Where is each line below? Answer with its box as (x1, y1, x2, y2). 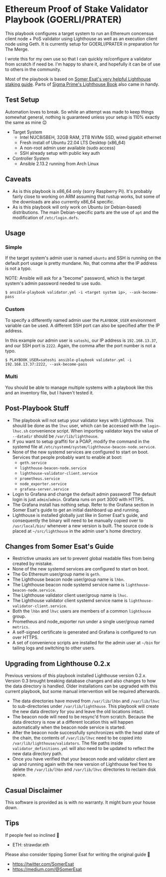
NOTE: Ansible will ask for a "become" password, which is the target (5, 275, 145, 281)
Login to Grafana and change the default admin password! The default (12, 491, 156, 497)
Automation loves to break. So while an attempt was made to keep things (5, 109, 154, 115)
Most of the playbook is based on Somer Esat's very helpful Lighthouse (5, 76, 151, 82)
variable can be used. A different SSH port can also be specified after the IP (5, 322, 160, 328)
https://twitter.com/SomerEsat (12, 861, 74, 867)
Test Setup (5, 96, 40, 104)
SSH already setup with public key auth (19, 150, 100, 156)
